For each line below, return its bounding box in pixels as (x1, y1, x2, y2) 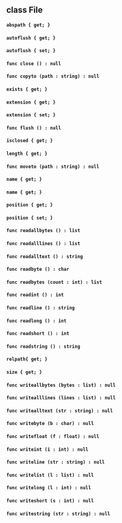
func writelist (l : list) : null (6, 472, 95, 478)
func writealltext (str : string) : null (6, 407, 113, 414)
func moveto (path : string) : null (6, 164, 99, 170)
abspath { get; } (6, 21, 51, 28)
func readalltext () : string (6, 254, 84, 260)
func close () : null (6, 61, 62, 67)
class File (6, 5, 43, 15)
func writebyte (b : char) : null (6, 421, 95, 427)
